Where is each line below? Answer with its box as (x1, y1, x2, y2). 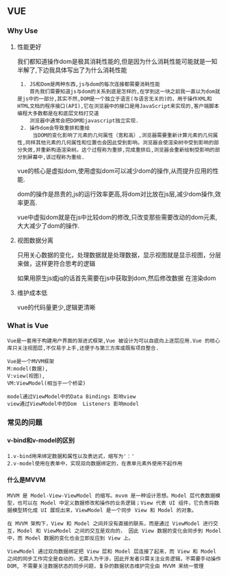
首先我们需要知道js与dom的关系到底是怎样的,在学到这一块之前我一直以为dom (29, 88, 216, 95)
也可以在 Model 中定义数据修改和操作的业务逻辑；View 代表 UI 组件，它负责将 (16, 500, 214, 507)
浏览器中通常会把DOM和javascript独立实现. (29, 117, 139, 124)
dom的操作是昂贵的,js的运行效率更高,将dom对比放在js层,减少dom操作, (16, 189, 216, 198)
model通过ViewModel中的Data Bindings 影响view (7, 393, 136, 400)
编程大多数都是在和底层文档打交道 (16, 110, 99, 117)
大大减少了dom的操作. (16, 221, 80, 229)
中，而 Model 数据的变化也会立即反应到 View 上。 (7, 535, 134, 542)
